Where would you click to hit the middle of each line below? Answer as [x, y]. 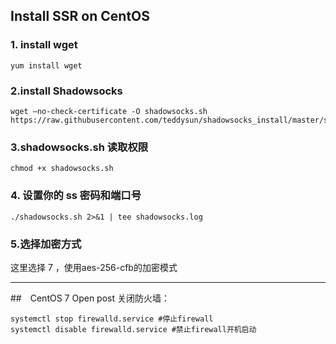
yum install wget [46, 65]
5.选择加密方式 [46, 244]
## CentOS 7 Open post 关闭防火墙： [90, 298]
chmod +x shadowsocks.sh [62, 169]
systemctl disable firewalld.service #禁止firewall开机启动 [133, 329]
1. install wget [44, 45]
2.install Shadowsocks [66, 91]
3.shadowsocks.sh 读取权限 [79, 147]
